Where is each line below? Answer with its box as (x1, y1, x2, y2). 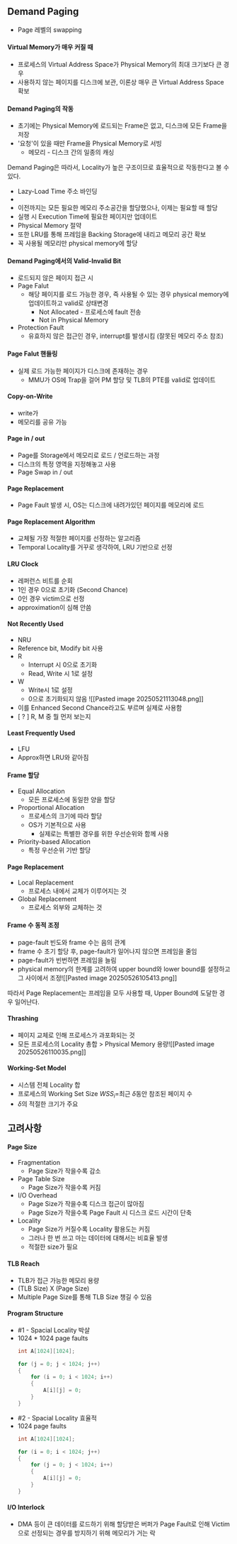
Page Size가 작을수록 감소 (28, 1167, 101, 1176)
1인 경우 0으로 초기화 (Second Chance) (17, 585, 129, 593)
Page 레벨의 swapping (17, 25, 82, 34)
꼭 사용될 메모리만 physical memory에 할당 (17, 239, 138, 248)
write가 (17, 408, 39, 417)
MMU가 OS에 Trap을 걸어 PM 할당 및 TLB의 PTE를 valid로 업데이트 (28, 376, 216, 384)
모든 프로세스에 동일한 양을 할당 (28, 795, 115, 804)
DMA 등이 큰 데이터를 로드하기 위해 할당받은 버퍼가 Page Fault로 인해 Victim (17, 1520, 230, 1528)
